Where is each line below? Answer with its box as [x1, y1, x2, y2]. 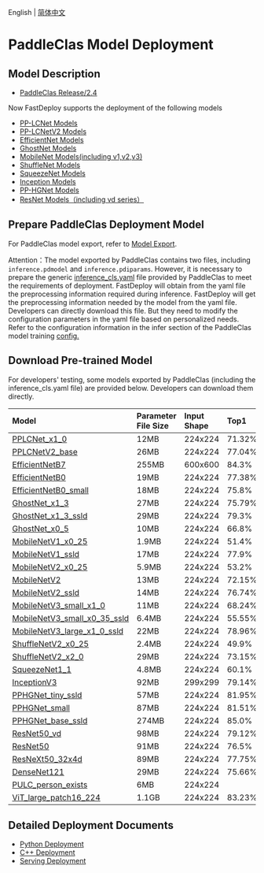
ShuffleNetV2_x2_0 [12, 651, 84, 662]
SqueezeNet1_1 [12, 663, 72, 674]
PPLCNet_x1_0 [12, 433, 68, 444]
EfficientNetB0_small [12, 485, 89, 496]
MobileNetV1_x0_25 [12, 536, 88, 547]
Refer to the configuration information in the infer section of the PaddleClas [8, 322, 251, 332]
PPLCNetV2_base [12, 446, 79, 457]
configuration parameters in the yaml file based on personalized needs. [8, 314, 240, 324]
